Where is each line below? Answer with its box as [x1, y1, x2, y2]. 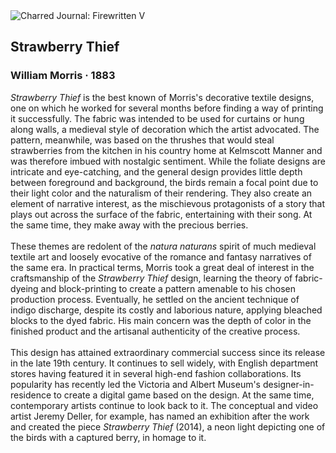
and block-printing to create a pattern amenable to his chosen [40, 282, 296, 294]
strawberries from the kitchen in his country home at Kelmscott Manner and [10, 144, 323, 156]
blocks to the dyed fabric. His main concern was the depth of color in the [10, 314, 312, 326]
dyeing [10, 282, 39, 294]
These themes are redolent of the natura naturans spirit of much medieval [10, 240, 317, 252]
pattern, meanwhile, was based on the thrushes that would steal [10, 134, 275, 146]
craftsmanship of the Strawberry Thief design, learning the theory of [10, 272, 293, 284]
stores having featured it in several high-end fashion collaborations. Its [10, 367, 302, 379]
